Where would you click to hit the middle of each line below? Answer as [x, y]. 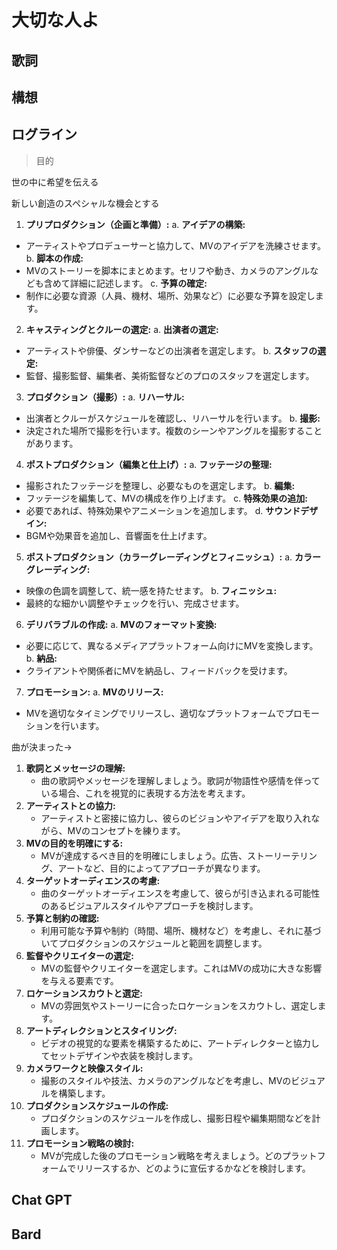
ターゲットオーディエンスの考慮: [93, 880]
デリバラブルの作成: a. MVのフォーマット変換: [121, 624]
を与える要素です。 [79, 980]
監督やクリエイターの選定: [79, 955]
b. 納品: [41, 658]
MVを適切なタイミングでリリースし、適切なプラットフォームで [155, 713]
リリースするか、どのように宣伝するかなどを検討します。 [193, 1168]
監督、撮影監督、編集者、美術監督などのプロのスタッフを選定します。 [170, 375]
